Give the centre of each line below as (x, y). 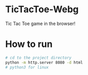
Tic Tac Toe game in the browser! (40, 23)
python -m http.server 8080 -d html (44, 62)
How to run (29, 44)
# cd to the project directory (38, 58)
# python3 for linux (27, 67)
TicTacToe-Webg (42, 9)
